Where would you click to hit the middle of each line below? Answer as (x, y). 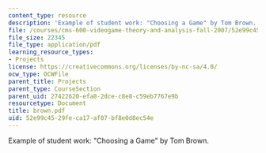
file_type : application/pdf (55, 45)
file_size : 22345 (37, 37)
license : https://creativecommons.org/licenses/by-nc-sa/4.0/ (113, 67)
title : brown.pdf (37, 111)
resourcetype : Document (47, 103)
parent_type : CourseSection (55, 89)
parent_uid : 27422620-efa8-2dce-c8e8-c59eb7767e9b (93, 96)
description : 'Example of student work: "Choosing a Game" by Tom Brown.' (134, 23)
